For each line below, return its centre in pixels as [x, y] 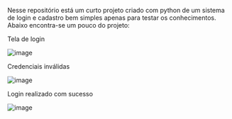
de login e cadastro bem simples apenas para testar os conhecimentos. [112, 18]
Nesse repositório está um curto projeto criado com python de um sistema [116, 10]
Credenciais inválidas [39, 66]
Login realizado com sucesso [50, 94]
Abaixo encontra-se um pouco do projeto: [68, 25]
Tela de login [26, 39]
